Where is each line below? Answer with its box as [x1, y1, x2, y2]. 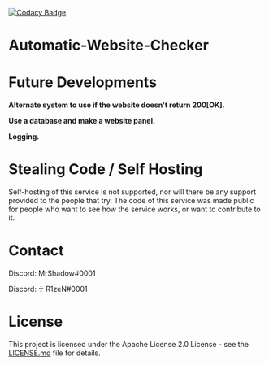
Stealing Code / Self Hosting [8, 160, 203, 179]
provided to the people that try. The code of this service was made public [8, 196, 254, 206]
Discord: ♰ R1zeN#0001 [8, 285, 88, 293]
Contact [8, 241, 64, 260]
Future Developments [8, 73, 157, 92]
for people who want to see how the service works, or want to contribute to [8, 204, 262, 215]
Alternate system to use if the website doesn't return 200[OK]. [8, 100, 225, 110]
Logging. [8, 132, 40, 141]
